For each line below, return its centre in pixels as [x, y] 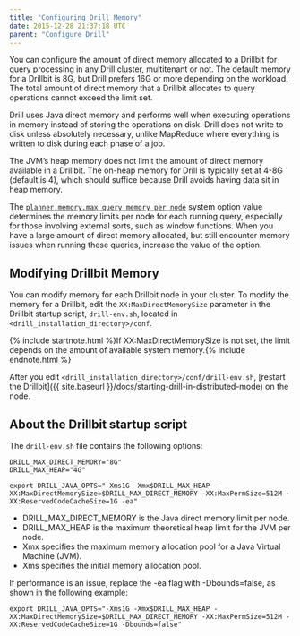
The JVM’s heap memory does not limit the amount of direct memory [137, 161]
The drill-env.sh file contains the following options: [106, 446]
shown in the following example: [69, 593]
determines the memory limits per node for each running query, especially [146, 217]
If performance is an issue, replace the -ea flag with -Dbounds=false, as [142, 583]
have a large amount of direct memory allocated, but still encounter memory [150, 236]
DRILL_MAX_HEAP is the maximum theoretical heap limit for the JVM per [156, 528]
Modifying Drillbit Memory [84, 273]
